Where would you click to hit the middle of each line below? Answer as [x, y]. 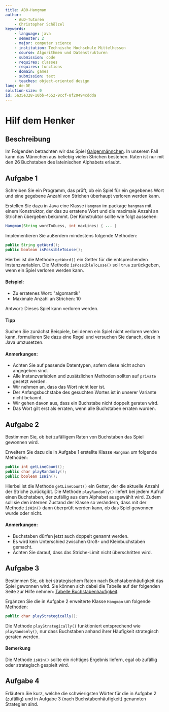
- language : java [33, 34]
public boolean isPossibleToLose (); [44, 250]
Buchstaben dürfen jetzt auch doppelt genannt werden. [71, 536]
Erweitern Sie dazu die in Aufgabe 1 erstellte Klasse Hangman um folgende [81, 452]
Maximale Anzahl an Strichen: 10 [47, 299]
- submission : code [35, 57]
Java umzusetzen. [24, 342]
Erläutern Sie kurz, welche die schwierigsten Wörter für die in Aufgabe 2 [81, 693]
